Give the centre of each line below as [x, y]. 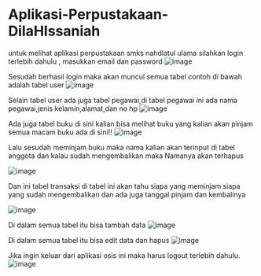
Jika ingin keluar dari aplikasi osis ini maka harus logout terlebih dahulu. [124, 255]
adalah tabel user [36, 85]
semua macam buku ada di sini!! [60, 132]
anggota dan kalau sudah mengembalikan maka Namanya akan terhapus [126, 156]
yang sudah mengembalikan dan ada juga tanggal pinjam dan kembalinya [127, 194]
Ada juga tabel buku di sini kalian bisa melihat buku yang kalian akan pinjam [131, 123]
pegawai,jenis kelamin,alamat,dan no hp [73, 109]
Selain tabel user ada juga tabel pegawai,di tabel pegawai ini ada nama [123, 100]
